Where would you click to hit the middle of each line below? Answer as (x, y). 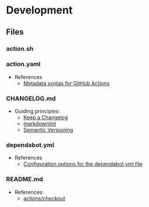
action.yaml (23, 64)
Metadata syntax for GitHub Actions (66, 83)
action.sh (20, 49)
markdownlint (40, 124)
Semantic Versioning (48, 130)
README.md (25, 179)
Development (39, 10)
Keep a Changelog (46, 117)
